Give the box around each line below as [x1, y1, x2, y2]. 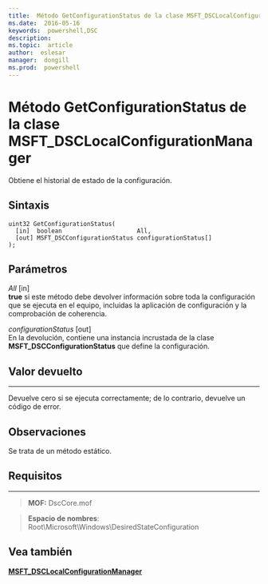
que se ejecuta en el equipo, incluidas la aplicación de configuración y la [8, 300, 247, 310]
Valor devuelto [8, 364, 83, 378]
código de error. [8, 402, 61, 411]
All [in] [8, 284, 30, 293]
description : [8, 34, 52, 42]
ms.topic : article [8, 42, 73, 50]
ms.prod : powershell [8, 64, 81, 72]
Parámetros [8, 262, 68, 276]
